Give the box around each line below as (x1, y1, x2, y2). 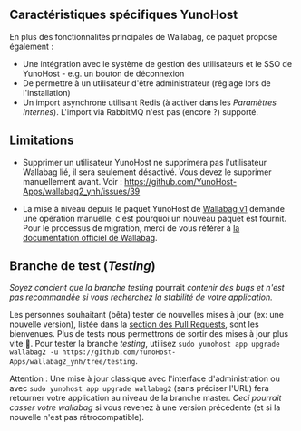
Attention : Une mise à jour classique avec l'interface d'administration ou (9, 373, 281, 384)
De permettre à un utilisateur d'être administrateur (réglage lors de (22, 77, 271, 89)
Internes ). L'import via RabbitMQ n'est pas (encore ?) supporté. (22, 106, 259, 117)
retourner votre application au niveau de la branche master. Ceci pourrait (9, 393, 282, 404)
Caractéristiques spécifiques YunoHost (9, 7, 238, 23)
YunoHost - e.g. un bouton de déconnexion (22, 68, 185, 79)
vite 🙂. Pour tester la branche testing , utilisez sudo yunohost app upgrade (9, 339, 280, 350)
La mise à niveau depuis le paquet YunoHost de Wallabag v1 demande (22, 203, 286, 214)
